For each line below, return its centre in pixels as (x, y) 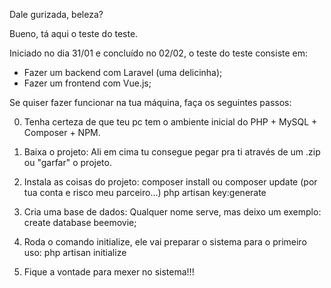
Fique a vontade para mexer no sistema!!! (109, 272)
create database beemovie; (80, 222)
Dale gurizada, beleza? (56, 14)
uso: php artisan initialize (75, 252)
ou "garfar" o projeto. (67, 162)
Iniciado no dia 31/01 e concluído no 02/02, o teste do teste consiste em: (159, 53)
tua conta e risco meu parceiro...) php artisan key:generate (145, 192)
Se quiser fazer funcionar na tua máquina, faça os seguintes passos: (150, 102)
